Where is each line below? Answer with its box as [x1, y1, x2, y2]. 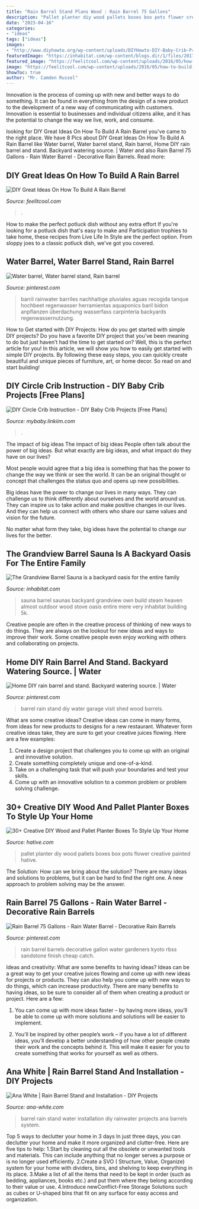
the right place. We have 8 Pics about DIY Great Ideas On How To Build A [6, 134, 185, 141]
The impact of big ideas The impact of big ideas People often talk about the [6, 440, 191, 448]
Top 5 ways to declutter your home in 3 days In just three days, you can [6, 1132, 181, 1140]
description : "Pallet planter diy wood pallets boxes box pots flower [6, 14, 184, 20]
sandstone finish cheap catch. [20, 952, 95, 959]
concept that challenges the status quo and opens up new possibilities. [6, 477, 179, 484]
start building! [6, 363, 40, 371]
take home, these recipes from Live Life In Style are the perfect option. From [6, 233, 192, 240]
